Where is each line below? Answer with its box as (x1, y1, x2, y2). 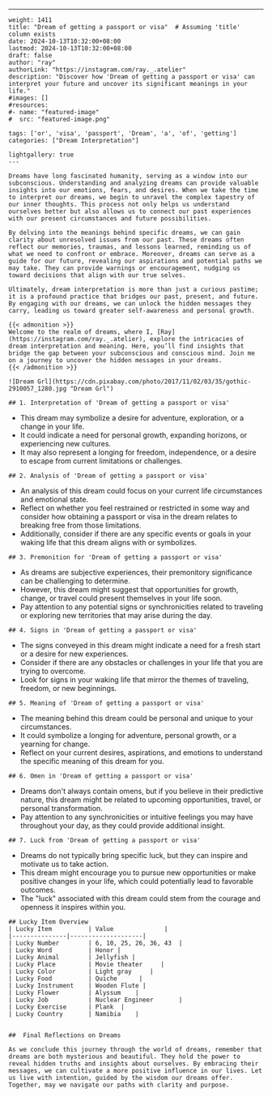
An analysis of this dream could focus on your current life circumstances (19, 486, 263, 495)
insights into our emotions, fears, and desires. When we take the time (8, 186, 259, 194)
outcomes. (19, 885, 57, 894)
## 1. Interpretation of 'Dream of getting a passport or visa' (8, 399, 230, 407)
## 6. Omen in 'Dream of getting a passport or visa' (8, 772, 194, 780)
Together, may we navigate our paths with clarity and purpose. (8, 1081, 230, 1089)
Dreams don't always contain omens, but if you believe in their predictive (19, 787, 264, 796)
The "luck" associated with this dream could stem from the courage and (19, 894, 261, 903)
